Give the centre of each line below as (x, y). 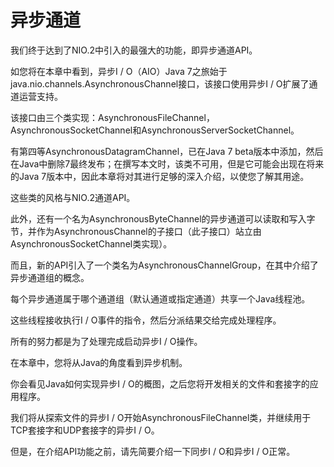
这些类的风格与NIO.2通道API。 (73, 197)
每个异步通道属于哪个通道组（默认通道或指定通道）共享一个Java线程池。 (160, 298)
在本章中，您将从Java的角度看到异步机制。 (99, 362)
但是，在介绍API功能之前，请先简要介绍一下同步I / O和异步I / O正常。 (153, 451)
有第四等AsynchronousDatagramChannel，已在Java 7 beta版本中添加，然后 (167, 151)
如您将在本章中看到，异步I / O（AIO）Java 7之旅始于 (119, 71)
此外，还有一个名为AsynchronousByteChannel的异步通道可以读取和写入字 (163, 218)
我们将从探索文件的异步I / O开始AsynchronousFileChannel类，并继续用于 (161, 417)
